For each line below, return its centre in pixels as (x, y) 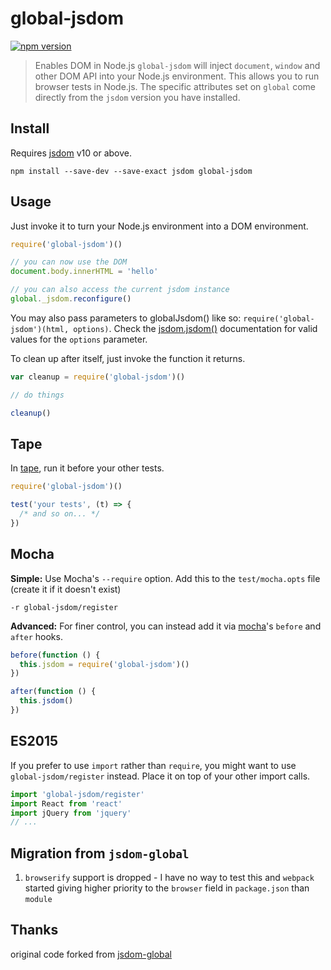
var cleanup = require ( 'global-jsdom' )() (98, 377)
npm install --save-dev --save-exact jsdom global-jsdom (131, 171)
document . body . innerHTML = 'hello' (84, 272)
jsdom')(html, (40, 329)
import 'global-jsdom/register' (77, 794)
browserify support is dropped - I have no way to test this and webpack (169, 878)
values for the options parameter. (79, 339)
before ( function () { (55, 655)
